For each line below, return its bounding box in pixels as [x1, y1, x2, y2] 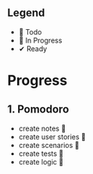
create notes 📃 [18, 124, 66, 133]
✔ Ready [18, 43, 48, 54]
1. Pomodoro [7, 102, 70, 117]
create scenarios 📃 [18, 140, 80, 150]
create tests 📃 [18, 149, 64, 158]
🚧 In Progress [18, 35, 63, 45]
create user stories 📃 [18, 131, 87, 141]
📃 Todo [18, 27, 42, 36]
